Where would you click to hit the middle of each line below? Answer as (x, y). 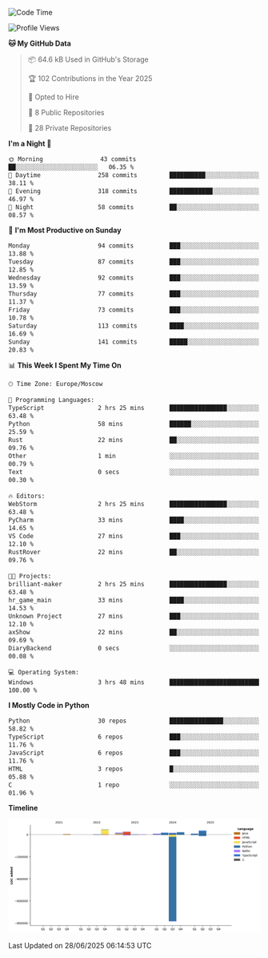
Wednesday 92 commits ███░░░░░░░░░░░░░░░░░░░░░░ (134, 278)
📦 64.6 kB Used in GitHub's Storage (88, 59)
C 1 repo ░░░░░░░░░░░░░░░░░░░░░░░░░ (134, 785)
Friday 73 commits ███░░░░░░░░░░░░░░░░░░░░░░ (134, 310)
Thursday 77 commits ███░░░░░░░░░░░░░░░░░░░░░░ (134, 294)
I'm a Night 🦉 (30, 143)
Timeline (23, 808)
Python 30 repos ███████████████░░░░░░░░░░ (134, 721)
